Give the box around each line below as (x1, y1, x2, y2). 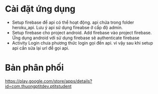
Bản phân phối (5, 62, 64, 73)
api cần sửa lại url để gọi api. (12, 45, 70, 51)
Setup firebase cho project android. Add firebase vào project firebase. (12, 30, 152, 35)
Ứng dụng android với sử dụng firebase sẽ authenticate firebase (12, 35, 140, 41)
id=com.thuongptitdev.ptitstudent (5, 83, 72, 89)
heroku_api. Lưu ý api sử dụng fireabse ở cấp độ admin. (12, 24, 123, 30)
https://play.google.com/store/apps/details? (5, 78, 93, 84)
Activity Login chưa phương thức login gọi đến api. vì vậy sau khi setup (12, 40, 153, 46)
